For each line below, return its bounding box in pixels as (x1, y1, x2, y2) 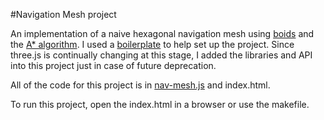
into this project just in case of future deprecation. (10, 60, 217, 71)
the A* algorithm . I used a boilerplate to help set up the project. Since (10, 39, 295, 50)
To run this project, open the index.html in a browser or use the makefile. (10, 99, 310, 110)
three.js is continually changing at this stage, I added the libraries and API (10, 49, 313, 61)
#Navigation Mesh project (10, 9, 117, 20)
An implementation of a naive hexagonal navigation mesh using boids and (10, 28, 315, 39)
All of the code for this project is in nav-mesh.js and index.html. (10, 79, 271, 91)
